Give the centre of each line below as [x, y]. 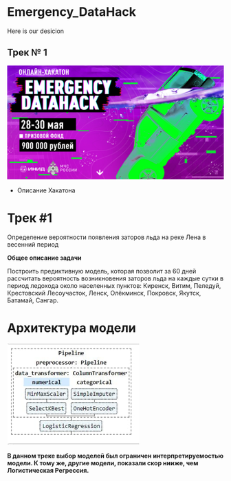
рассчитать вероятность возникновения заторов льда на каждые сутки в [115, 278]
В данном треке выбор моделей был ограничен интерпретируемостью [115, 456]
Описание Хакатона [46, 190]
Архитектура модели [71, 328]
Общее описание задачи [44, 258]
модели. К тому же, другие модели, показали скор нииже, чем [103, 463]
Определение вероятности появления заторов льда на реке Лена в [107, 237]
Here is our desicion [35, 31]
